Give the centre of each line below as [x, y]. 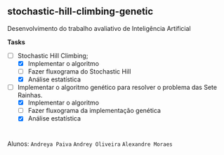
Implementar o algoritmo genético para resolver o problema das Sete [117, 88]
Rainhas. [30, 95]
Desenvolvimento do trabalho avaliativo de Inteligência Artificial [99, 28]
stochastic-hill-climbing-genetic [80, 12]
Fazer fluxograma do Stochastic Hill [79, 71]
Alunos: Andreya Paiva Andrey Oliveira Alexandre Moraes [90, 144]
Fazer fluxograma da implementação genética [94, 111]
